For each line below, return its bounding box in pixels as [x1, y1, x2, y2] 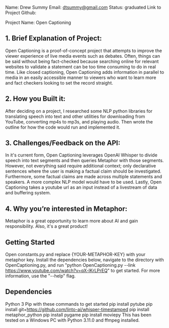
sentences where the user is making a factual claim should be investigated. [5, 168, 161, 174]
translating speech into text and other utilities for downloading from [5, 113, 145, 119]
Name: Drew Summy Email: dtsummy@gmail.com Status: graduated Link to [5, 5, 161, 10]
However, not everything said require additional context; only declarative [5, 163, 156, 169]
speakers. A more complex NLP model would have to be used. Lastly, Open [5, 179, 162, 185]
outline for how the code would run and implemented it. [5, 124, 121, 130]
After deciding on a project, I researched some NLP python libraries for [5, 108, 153, 114]
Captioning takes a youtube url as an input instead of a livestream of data [5, 184, 157, 190]
